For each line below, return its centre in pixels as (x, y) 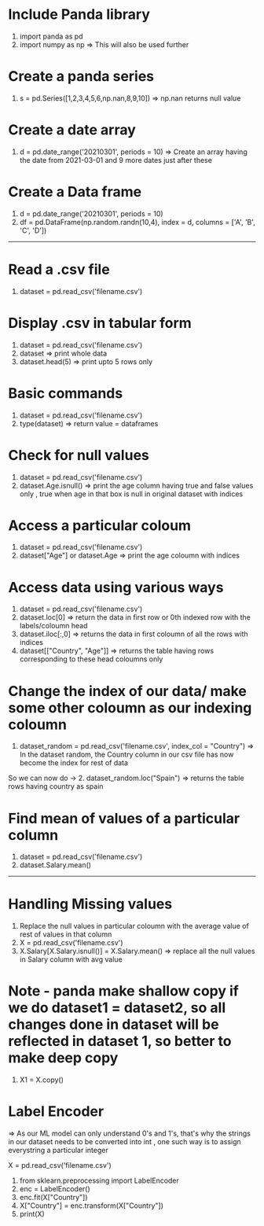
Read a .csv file (59, 269)
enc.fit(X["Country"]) (53, 1198)
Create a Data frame (75, 192)
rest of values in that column (66, 934)
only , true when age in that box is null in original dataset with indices (131, 494)
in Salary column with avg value (71, 959)
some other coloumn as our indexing (130, 707)
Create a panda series (81, 77)
